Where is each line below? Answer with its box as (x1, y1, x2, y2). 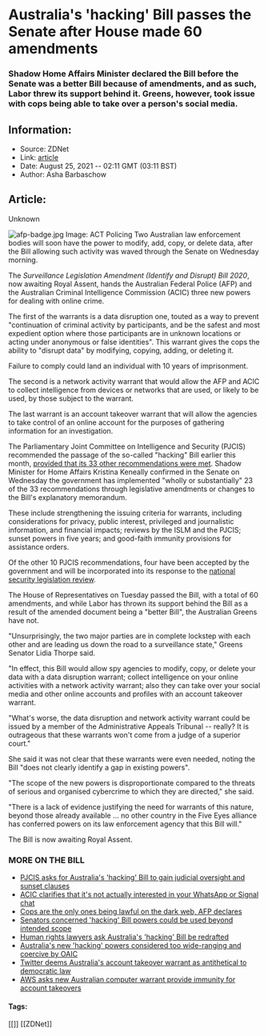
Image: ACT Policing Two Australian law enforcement (65, 230, 241, 239)
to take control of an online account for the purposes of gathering (8, 418, 225, 427)
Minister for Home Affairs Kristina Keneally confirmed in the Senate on (8, 466, 240, 477)
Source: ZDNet (19, 144, 70, 154)
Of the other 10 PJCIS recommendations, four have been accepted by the (8, 558, 250, 567)
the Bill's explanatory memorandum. (8, 492, 128, 502)
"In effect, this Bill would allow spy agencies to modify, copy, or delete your (8, 663, 256, 673)
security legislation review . (8, 574, 96, 584)
